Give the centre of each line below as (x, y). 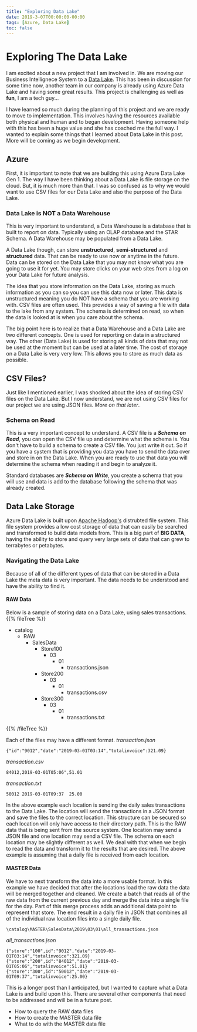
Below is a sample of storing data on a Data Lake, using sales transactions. (96, 612)
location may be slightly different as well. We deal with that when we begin (96, 842)
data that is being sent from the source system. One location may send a (94, 830)
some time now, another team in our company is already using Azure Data (95, 86)
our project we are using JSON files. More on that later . (73, 405)
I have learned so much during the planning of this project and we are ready (98, 110)
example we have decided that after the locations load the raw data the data (98, 887)
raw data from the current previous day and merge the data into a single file (97, 900)
